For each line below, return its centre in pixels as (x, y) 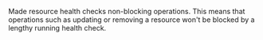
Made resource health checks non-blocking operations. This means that (127, 11)
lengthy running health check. (57, 28)
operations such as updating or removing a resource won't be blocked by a (131, 20)
